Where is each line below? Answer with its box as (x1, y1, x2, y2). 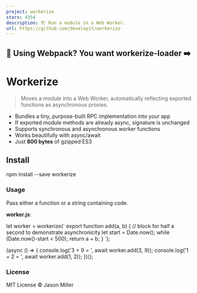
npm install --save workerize (6, 171, 77, 178)
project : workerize (6, 8, 55, 15)
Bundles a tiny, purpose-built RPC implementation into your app (14, 113, 171, 120)
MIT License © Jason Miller (6, 281, 74, 288)
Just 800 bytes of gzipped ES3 (14, 138, 92, 145)
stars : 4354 (6, 14, 36, 20)
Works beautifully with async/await (14, 132, 101, 139)
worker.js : (6, 211, 31, 218)
